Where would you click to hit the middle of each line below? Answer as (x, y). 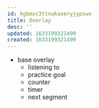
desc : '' (20, 27)
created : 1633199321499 (42, 40)
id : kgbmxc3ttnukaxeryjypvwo (49, 14)
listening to (44, 67)
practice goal (47, 75)
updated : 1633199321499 (42, 33)
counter (39, 82)
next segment (47, 97)
